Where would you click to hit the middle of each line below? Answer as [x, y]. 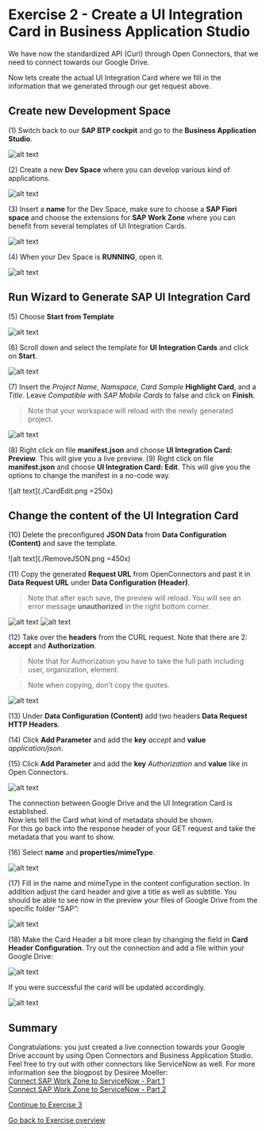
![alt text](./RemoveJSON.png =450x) [69, 558]
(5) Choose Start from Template [62, 316]
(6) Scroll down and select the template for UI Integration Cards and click [129, 347]
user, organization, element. [73, 670]
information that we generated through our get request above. [110, 86]
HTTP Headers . [34, 725]
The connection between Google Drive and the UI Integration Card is [120, 803]
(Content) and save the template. [63, 543]
